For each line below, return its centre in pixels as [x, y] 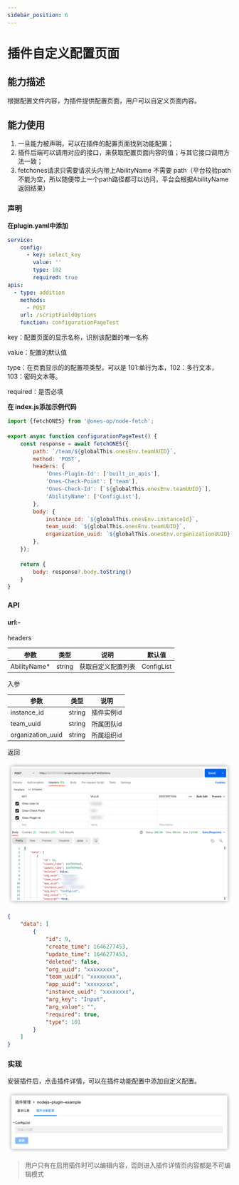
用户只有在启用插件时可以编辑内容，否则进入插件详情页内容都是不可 [124, 1165]
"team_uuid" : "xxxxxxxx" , [84, 977]
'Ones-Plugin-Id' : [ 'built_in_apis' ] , [103, 474]
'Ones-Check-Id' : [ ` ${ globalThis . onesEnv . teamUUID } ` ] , [128, 489]
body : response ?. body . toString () [83, 572]
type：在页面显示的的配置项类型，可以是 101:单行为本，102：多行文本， [113, 368]
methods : [33, 300]
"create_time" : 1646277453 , [87, 947]
